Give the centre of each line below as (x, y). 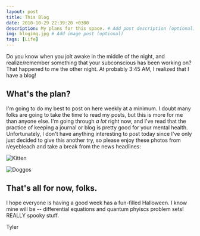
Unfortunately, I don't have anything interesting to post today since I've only (99, 133)
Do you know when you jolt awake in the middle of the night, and (86, 56)
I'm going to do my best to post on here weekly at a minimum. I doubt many (99, 108)
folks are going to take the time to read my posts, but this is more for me (95, 114)
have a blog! (21, 75)
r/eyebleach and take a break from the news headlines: (74, 146)
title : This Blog (28, 17)
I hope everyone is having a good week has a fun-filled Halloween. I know (97, 203)
